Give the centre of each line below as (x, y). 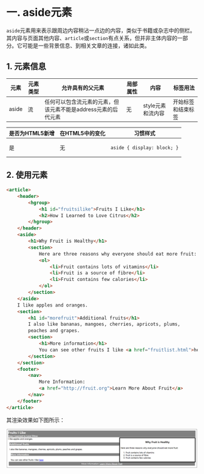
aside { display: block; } (144, 147)
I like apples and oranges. (53, 305)
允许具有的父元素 (83, 88)
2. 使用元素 (27, 174)
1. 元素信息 (26, 66)
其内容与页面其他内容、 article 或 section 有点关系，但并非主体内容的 (92, 38)
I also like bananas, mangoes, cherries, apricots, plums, (104, 324)
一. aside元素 (39, 12)
